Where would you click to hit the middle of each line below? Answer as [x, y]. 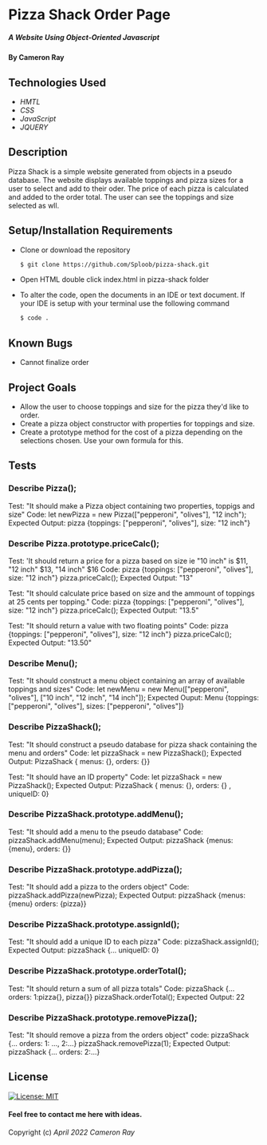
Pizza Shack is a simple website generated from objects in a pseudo [120, 171]
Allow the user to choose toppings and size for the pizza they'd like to [134, 406]
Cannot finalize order [54, 363]
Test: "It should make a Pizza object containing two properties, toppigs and [132, 505]
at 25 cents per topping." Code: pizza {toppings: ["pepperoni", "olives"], [126, 601]
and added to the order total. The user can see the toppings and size [121, 196]
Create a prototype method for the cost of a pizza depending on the [131, 432]
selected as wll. [34, 205]
